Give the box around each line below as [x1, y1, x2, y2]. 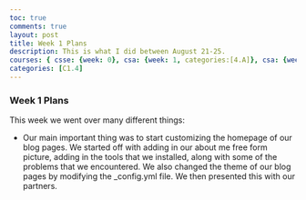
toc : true [9, 13, 47, 23]
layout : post [9, 30, 59, 39]
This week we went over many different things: [9, 115, 185, 125]
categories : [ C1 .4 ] [9, 65, 84, 74]
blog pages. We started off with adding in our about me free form [22, 142, 268, 153]
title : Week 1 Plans [9, 38, 88, 48]
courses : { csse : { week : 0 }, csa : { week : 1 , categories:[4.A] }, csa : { [9, 55, 288, 65]
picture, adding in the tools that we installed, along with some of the [22, 152, 278, 163]
